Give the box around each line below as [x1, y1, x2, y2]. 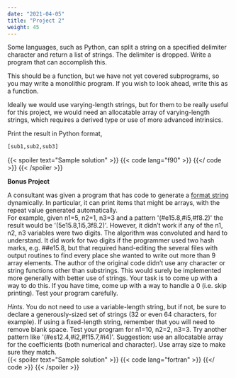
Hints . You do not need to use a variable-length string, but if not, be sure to [7, 303, 227, 311]
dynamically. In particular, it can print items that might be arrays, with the [7, 199, 220, 207]
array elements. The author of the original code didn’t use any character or [7, 259, 225, 267]
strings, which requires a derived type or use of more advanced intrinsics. [7, 116, 223, 124]
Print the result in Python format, [7, 129, 103, 138]
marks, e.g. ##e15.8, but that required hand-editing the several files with [7, 244, 218, 252]
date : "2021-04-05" [7, 10, 65, 18]
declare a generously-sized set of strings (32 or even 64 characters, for [7, 310, 218, 319]
